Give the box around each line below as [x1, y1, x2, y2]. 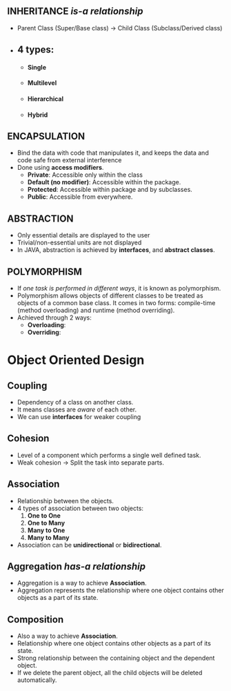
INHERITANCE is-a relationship [7, 6, 143, 17]
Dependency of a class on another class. [17, 398, 134, 407]
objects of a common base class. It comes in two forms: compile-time [17, 299, 216, 307]
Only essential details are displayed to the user [17, 231, 150, 240]
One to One [27, 511, 61, 520]
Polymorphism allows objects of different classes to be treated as [17, 291, 203, 300]
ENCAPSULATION [7, 130, 85, 142]
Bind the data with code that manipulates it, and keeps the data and [17, 148, 209, 157]
